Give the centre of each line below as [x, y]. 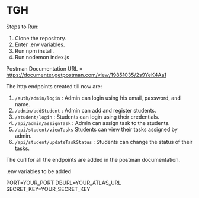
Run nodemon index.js [42, 57]
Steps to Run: [23, 27]
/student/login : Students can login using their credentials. [87, 117]
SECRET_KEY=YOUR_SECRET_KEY [48, 189]
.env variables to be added [39, 171]
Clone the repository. [40, 38]
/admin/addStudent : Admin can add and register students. [85, 110]
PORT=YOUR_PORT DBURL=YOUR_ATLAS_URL [64, 183]
